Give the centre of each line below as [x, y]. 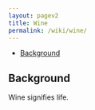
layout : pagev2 [34, 16]
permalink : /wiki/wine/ [48, 30]
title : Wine [28, 23]
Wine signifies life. [39, 97]
